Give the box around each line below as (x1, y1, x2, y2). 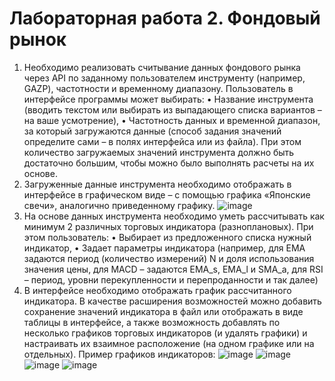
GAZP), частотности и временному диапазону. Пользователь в (23, 82, 294, 94)
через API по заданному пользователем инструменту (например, (23, 72, 306, 84)
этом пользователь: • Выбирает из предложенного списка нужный (23, 231, 312, 243)
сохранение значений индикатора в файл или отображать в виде (23, 305, 304, 317)
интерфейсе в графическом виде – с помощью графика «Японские (23, 188, 311, 201)
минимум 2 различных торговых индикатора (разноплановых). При (23, 220, 314, 232)
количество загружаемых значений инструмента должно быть (23, 146, 295, 158)
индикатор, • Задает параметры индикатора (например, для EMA (23, 242, 306, 254)
